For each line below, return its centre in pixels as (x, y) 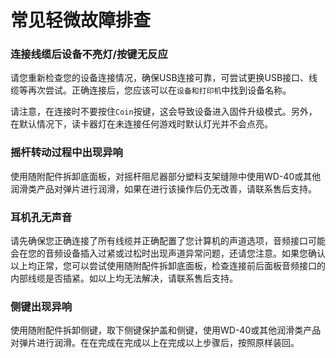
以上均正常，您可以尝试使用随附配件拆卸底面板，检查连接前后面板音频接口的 (168, 266)
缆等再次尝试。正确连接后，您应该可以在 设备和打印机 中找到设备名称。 (151, 90)
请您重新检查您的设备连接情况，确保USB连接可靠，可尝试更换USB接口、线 (164, 78)
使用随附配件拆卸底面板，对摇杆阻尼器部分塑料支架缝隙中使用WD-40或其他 (166, 176)
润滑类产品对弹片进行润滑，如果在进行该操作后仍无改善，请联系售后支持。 (163, 188)
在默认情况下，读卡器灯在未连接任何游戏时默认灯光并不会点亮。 (141, 124)
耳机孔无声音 (41, 217)
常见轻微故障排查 (81, 20)
